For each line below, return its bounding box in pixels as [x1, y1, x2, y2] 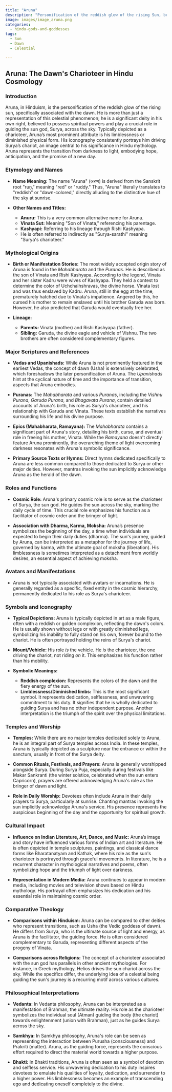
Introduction [5, 92, 37, 100]
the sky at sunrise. [12, 195, 52, 201]
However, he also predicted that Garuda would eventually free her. [12, 304, 153, 311]
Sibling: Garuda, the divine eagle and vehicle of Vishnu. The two [20, 330, 157, 336]
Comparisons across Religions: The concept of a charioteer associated [12, 954, 165, 961]
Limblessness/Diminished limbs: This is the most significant [20, 689, 149, 695]
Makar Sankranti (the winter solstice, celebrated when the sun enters [12, 772, 159, 778]
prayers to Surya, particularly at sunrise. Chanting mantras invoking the [12, 798, 163, 804]
